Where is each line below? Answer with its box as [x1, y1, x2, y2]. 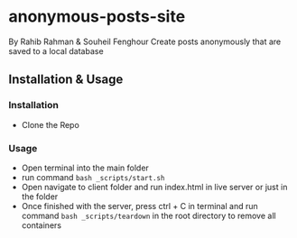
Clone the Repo [21, 119, 80, 130]
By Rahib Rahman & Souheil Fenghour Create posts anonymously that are [8, 36, 282, 47]
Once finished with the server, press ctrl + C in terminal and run [21, 200, 258, 211]
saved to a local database [8, 45, 105, 56]
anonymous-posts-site [8, 6, 186, 27]
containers [21, 219, 62, 231]
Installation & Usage [8, 72, 124, 87]
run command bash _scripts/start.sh [21, 171, 165, 182]
